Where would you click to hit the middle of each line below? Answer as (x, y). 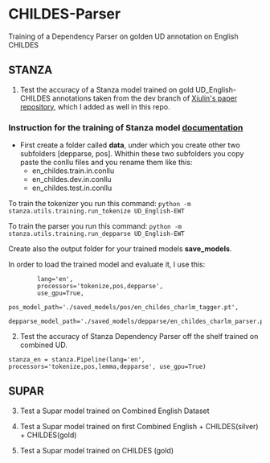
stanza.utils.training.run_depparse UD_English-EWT (96, 234)
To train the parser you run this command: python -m (95, 226)
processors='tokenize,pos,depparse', (100, 287)
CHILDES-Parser (65, 14)
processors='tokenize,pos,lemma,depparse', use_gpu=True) (107, 367)
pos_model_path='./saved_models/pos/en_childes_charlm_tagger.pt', (124, 308)
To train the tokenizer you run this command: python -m (100, 204)
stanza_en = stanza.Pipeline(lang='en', (77, 360)
